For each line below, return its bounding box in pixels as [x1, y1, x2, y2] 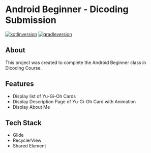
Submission [5, 14, 57, 26]
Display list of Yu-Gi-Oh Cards [12, 93, 76, 99]
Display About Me [12, 104, 50, 110]
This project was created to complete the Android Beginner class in [5, 59, 146, 66]
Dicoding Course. [5, 65, 42, 71]
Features [5, 80, 34, 88]
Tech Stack [5, 118, 42, 127]
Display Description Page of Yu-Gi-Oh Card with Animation [12, 98, 136, 105]
